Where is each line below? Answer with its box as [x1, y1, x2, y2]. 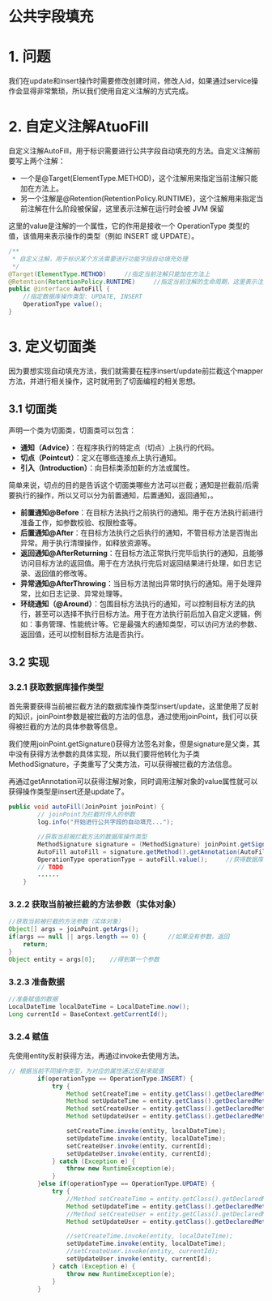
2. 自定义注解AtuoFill [8, 118, 149, 136]
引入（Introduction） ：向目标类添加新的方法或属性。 [19, 463, 194, 472]
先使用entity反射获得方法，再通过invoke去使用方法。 [8, 1050, 185, 1060]
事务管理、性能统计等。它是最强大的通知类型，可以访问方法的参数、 [34, 618, 261, 629]
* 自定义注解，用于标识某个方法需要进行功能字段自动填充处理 [11, 255, 189, 263]
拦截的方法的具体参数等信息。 [22, 722, 122, 731]
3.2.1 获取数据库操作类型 [8, 682, 104, 692]
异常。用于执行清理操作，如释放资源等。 [19, 537, 155, 548]
